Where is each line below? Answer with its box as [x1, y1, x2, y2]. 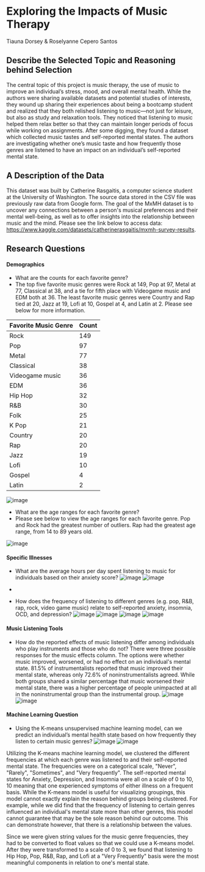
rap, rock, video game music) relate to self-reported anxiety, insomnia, [15, 604, 193, 612]
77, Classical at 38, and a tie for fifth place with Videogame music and [15, 287, 190, 295]
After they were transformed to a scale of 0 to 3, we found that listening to [6, 846, 193, 853]
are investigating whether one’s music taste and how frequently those [6, 140, 181, 147]
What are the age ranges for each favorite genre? [15, 508, 140, 516]
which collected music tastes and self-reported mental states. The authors [6, 133, 194, 140]
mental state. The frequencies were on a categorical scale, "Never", [6, 762, 177, 770]
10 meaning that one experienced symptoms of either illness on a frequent [6, 782, 193, 789]
